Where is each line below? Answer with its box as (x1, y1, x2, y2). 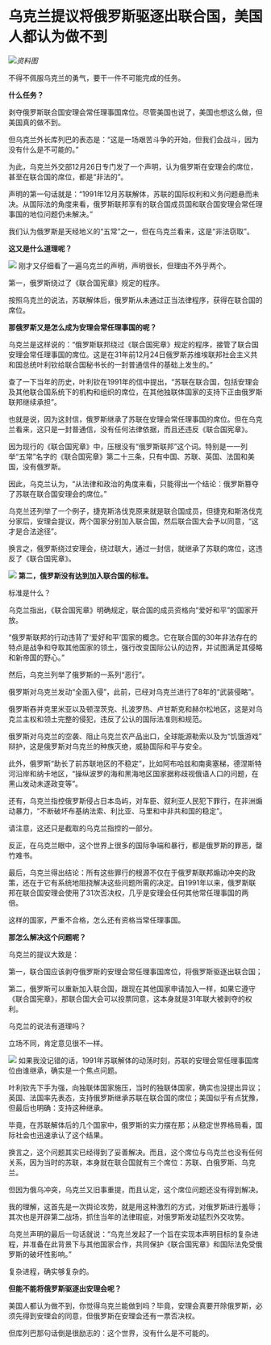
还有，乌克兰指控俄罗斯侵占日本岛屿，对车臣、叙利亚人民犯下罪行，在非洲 (8, 796, 256, 805)
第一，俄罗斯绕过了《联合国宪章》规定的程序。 (8, 278, 164, 288)
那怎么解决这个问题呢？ (8, 932, 86, 942)
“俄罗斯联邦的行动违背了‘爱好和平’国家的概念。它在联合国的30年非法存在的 (8, 632, 257, 642)
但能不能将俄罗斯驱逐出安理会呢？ (8, 1284, 122, 1293)
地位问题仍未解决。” (29, 209, 94, 219)
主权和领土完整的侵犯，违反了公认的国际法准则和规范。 (22, 714, 206, 724)
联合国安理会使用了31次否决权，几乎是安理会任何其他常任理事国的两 (22, 888, 249, 897)
